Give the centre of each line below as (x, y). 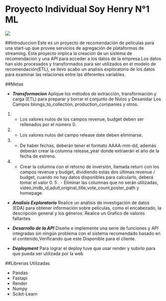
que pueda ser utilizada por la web (48, 253)
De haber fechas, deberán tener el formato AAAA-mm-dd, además (88, 146)
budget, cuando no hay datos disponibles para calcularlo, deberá (86, 177)
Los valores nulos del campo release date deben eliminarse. (81, 135)
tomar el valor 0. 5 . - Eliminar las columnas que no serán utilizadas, (89, 182)
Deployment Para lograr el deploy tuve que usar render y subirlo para (84, 248)
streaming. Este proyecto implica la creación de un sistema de (69, 53)
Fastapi (20, 278)
